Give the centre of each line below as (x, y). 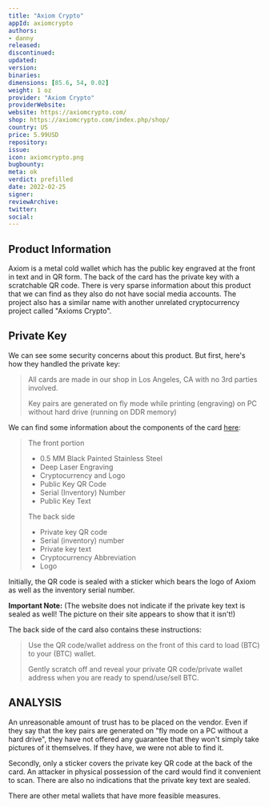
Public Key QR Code (73, 484)
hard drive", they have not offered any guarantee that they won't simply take (134, 739)
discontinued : (32, 53)
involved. (43, 387)
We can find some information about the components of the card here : (125, 427)
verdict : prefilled (41, 180)
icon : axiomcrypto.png (46, 157)
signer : (21, 194)
